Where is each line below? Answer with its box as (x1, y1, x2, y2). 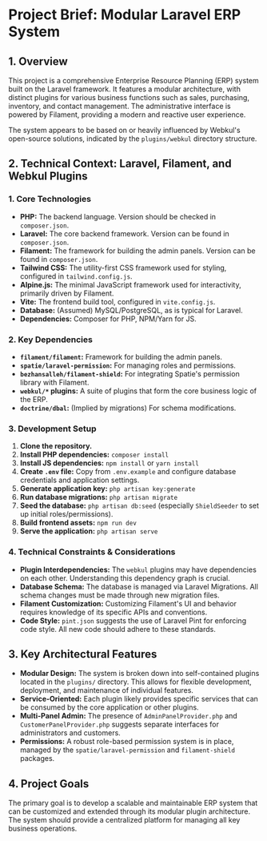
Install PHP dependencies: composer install (19, 450, 169, 460)
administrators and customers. (19, 728, 122, 738)
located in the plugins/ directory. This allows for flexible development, (19, 677, 252, 686)
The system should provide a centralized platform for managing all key (8, 815, 241, 825)
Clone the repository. (19, 441, 93, 451)
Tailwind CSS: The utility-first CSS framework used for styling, (19, 263, 227, 272)
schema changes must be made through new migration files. (19, 590, 220, 600)
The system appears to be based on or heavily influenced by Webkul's (8, 126, 241, 135)
